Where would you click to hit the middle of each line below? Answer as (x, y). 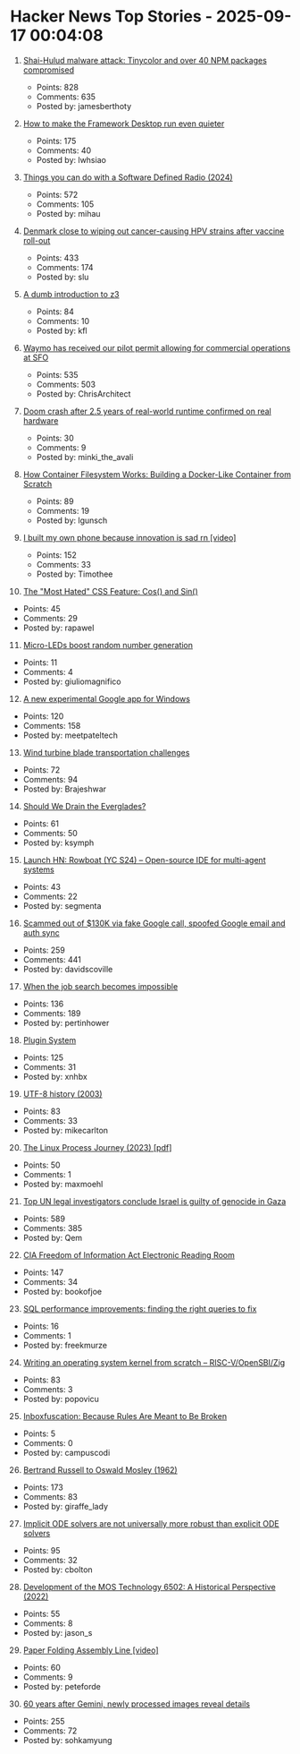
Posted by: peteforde (62, 1686)
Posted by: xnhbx (55, 1076)
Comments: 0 (48, 1442)
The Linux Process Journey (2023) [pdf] (97, 1147)
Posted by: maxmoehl (63, 1184)
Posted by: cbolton (58, 1570)
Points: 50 (42, 1165)
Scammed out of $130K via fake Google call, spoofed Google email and (154, 923)
